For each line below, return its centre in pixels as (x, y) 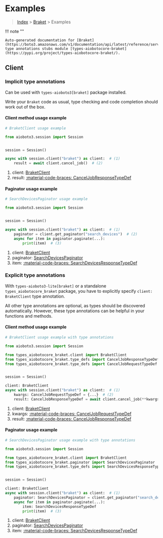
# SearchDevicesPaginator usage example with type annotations (70, 440)
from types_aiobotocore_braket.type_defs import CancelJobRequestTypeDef (81, 364)
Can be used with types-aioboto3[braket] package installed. (66, 92)
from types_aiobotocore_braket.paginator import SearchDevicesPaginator (80, 462)
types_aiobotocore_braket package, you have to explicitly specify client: (79, 291)
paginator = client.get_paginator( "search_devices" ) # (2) (76, 234)
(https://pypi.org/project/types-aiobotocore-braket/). (63, 53)
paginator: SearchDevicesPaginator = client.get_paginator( (76, 497)
